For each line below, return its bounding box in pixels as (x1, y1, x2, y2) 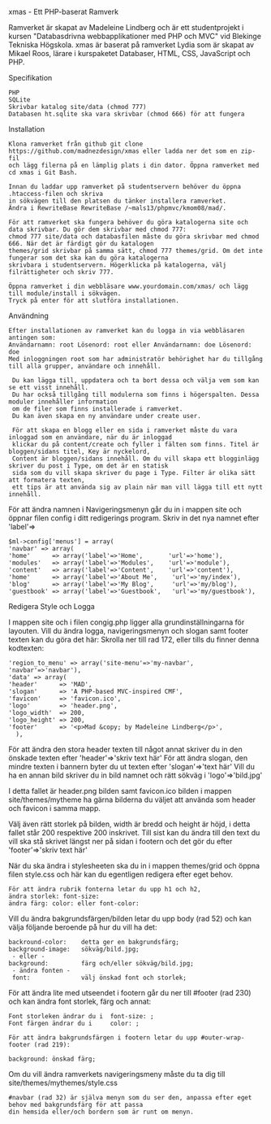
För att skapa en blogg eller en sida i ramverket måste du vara (11, 426, 238, 434)
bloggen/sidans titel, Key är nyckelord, (8, 447, 151, 455)
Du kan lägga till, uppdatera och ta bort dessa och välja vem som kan (11, 377, 260, 385)
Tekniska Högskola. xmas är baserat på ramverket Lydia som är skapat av (8, 40, 254, 50)
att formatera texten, (8, 476, 85, 484)
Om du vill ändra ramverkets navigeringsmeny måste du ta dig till (8, 1070, 226, 1078)
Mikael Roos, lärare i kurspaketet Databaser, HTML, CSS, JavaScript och (8, 49, 251, 58)
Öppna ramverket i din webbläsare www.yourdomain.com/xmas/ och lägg (8, 282, 249, 290)
